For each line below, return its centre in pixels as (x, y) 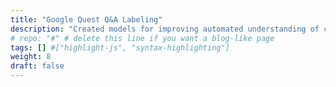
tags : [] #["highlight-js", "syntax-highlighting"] (120, 47)
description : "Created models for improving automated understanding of (165, 29)
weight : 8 (31, 57)
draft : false (37, 66)
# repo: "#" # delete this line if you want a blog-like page (142, 38)
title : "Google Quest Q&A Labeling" (86, 19)
